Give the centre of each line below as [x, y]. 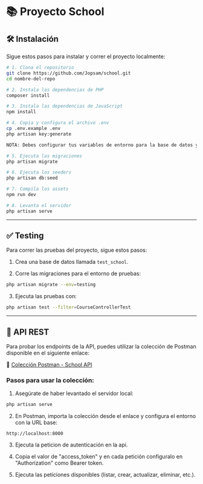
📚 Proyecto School [55, 12]
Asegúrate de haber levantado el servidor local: [74, 393]
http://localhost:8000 [35, 434]
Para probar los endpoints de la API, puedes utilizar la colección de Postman [101, 346]
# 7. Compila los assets [37, 189]
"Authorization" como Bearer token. [59, 463]
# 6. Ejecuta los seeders [39, 172]
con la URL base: [36, 423]
